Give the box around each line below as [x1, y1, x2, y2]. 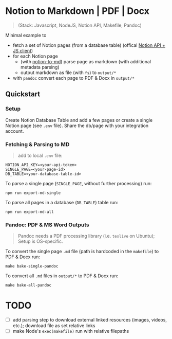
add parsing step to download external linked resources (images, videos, [12, 317, 167, 323]
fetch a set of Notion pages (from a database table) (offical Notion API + [12, 42, 166, 48]
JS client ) [12, 47, 33, 53]
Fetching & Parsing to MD [5, 140, 70, 148]
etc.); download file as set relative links [12, 323, 96, 329]
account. [5, 128, 24, 134]
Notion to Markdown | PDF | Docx [5, 5, 150, 17]
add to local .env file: [17, 152, 63, 158]
